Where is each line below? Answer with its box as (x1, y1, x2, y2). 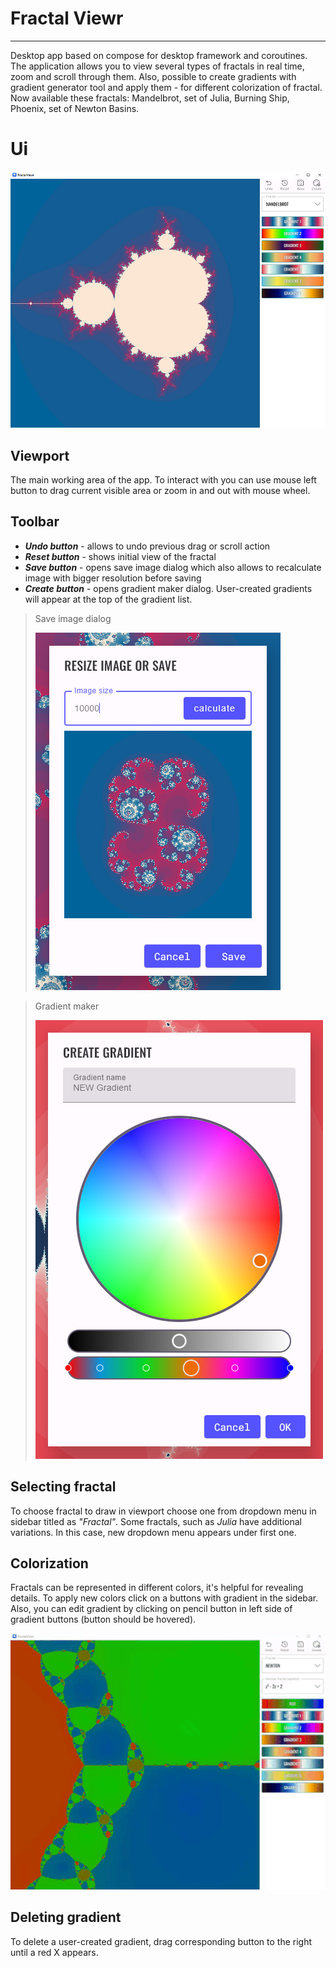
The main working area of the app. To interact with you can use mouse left (10, 473, 317, 486)
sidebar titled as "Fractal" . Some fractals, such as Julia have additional (10, 1515, 302, 1527)
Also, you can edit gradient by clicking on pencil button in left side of (10, 1603, 293, 1615)
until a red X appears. (10, 1946, 99, 1958)
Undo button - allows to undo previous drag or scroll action (24, 540, 271, 552)
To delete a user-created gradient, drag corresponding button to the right (10, 1935, 313, 1947)
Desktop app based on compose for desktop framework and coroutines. (10, 49, 308, 61)
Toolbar (10, 513, 60, 531)
